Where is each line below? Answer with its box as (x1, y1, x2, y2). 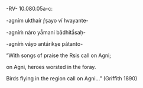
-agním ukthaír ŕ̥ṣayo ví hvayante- (6, 17, 89, 24)
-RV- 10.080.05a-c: (6, 5, 53, 12)
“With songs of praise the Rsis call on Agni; (6, 52, 111, 59)
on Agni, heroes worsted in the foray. (6, 64, 96, 70)
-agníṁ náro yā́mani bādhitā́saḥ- (6, 29, 86, 36)
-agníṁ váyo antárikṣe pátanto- (6, 40, 83, 47)
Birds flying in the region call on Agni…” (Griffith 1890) (6, 75, 138, 82)
